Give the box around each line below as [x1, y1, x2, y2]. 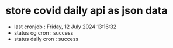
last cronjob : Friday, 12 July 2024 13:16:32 [13, 23, 117, 30]
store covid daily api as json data [5, 4, 168, 17]
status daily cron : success [13, 35, 79, 42]
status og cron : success [13, 29, 74, 36]
